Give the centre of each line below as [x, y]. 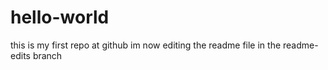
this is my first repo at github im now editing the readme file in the [146, 45]
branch [47, 55]
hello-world [60, 17]
